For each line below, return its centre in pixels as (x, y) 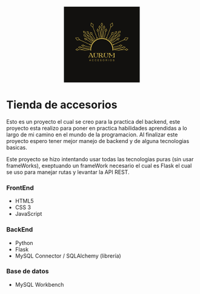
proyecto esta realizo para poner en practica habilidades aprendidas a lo (97, 128)
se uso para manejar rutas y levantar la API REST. (68, 172)
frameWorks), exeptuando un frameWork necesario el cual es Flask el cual (99, 165)
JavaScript (28, 214)
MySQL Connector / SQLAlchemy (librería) (68, 256)
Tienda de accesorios (62, 105)
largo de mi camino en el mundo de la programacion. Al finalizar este (92, 135)
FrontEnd (20, 187)
